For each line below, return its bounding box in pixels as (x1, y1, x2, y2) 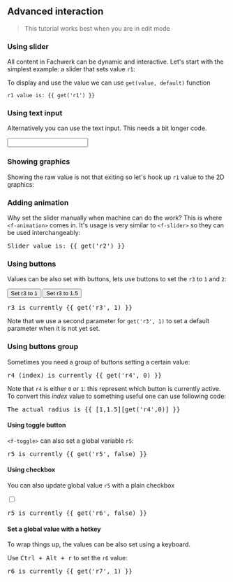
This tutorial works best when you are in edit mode (24, 24, 171, 32)
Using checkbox (7, 465, 56, 474)
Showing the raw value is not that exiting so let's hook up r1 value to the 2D (7, 173, 225, 181)
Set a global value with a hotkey (7, 525, 101, 533)
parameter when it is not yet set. (7, 325, 100, 333)
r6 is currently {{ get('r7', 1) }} (7, 567, 133, 576)
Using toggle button (7, 421, 66, 430)
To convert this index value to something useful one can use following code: (7, 392, 227, 400)
